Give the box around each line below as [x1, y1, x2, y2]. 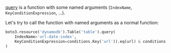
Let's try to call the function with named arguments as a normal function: [5, 20, 159, 25]
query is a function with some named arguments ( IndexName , [5, 5, 132, 10]
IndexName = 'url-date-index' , [14, 34, 77, 39]
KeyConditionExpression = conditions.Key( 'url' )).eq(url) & [14, 39, 141, 44]
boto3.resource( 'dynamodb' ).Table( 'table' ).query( [5, 30, 116, 35]
